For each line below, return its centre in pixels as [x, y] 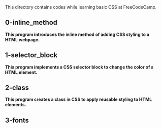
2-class [17, 88]
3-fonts [17, 120]
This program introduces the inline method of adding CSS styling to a [77, 34]
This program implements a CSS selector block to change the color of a [79, 67]
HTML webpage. [22, 39]
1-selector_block [31, 55]
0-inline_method [31, 22]
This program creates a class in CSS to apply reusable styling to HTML [79, 99]
